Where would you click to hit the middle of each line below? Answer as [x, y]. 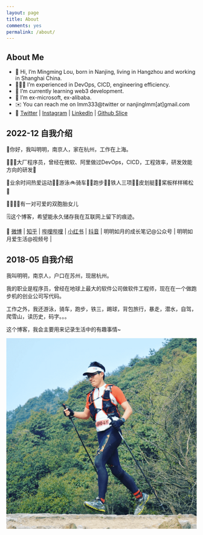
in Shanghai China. [38, 78]
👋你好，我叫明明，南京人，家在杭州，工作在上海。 [69, 149]
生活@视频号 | [34, 238]
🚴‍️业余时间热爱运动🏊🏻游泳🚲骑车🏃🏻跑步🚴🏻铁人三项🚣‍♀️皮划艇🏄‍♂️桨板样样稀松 [100, 182]
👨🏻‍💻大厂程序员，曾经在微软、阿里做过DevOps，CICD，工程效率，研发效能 [99, 162]
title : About [23, 19]
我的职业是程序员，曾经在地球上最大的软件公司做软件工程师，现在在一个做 [99, 288]
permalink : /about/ [31, 32]
